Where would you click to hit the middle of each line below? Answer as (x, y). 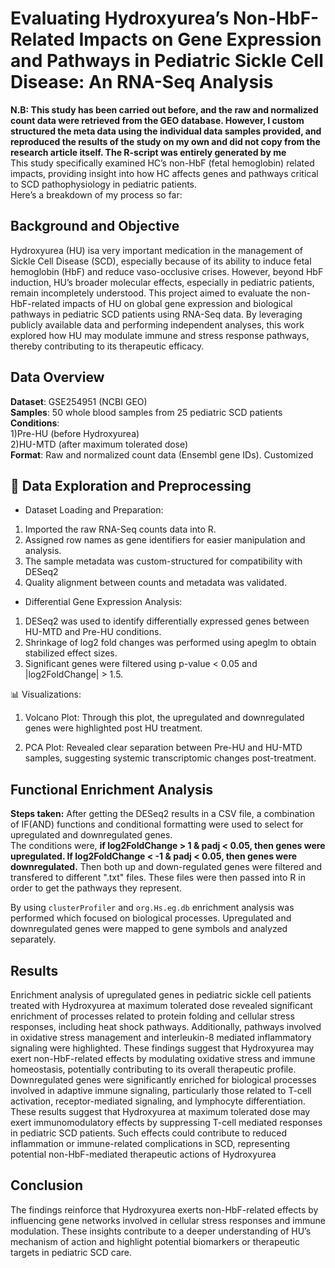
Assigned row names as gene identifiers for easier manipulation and (165, 540)
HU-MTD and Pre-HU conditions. (93, 632)
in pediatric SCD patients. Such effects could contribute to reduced (149, 1133)
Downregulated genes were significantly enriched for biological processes (163, 1080)
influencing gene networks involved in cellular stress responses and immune (168, 1220)
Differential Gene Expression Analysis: (103, 602)
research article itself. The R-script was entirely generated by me (148, 152)
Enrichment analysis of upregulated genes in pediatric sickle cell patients (161, 995)
